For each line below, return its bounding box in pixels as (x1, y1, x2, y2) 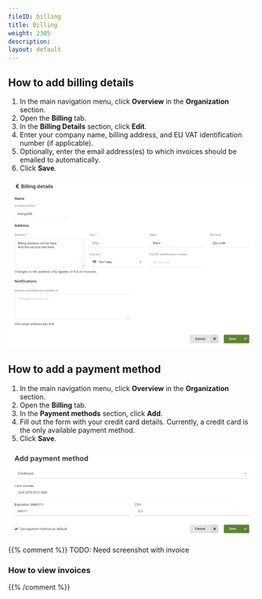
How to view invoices (8, 564, 91, 575)
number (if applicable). (19, 138, 94, 148)
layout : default (8, 46, 61, 54)
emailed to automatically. (19, 155, 100, 164)
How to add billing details (8, 75, 135, 89)
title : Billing (8, 20, 58, 29)
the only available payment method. (19, 425, 136, 435)
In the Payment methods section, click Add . (19, 408, 163, 418)
